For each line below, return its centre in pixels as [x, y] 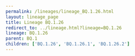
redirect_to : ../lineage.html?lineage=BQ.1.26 [64, 28]
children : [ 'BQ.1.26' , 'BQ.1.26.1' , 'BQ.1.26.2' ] [68, 44]
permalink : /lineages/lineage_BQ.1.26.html [60, 11]
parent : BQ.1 [22, 38]
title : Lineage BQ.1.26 [35, 22]
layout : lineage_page [32, 17]
